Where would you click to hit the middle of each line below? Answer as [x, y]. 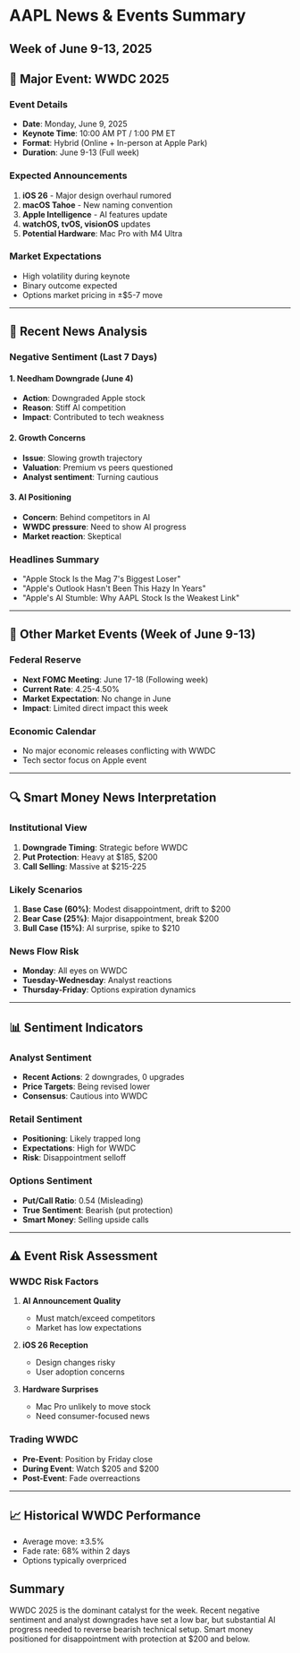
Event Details [39, 104]
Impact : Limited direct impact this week [95, 707]
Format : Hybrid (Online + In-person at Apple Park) [115, 143]
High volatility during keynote [76, 276]
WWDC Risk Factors [54, 1281]
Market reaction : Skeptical [72, 536]
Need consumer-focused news [92, 1417]
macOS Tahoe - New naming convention [97, 205]
